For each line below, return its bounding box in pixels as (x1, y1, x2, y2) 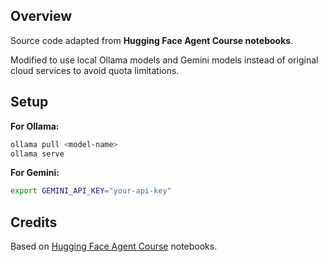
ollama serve (10, 149, 65, 159)
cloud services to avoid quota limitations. (10, 64, 180, 76)
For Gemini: (10, 167, 60, 179)
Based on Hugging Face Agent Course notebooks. (10, 240, 218, 253)
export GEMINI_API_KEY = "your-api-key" (10, 186, 172, 196)
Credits (10, 214, 58, 231)
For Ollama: (10, 120, 60, 132)
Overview (10, 8, 73, 25)
